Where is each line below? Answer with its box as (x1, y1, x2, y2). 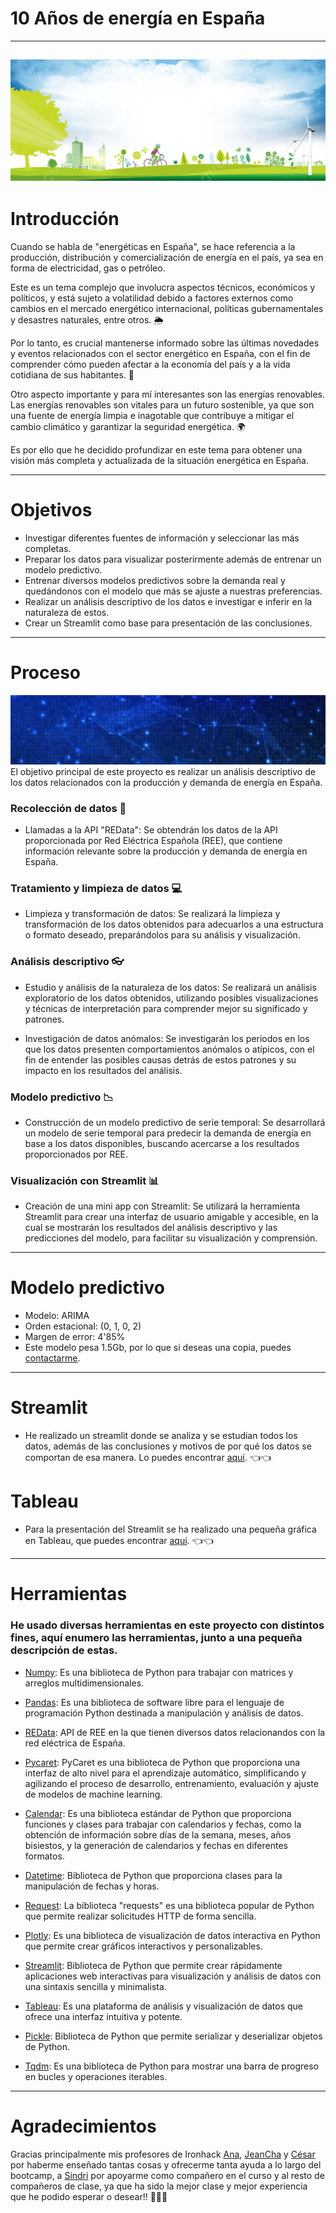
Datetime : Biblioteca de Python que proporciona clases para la (24, 1869, 283, 1881)
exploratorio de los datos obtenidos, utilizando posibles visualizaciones (24, 992, 319, 1004)
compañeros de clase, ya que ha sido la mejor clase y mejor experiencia (10, 2180, 308, 2192)
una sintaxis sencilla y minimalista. (24, 1980, 167, 1992)
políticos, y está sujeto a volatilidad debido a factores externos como (10, 292, 294, 304)
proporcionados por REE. (24, 1148, 129, 1160)
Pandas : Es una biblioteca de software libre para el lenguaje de (24, 1696, 285, 1708)
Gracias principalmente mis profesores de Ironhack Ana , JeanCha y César (10, 2148, 316, 2160)
